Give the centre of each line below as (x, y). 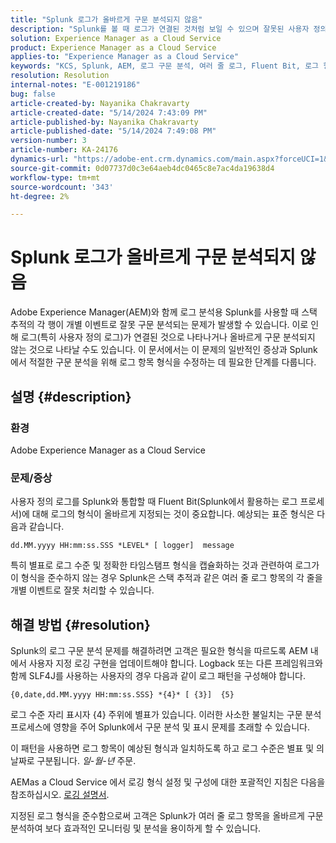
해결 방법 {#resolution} (80, 624)
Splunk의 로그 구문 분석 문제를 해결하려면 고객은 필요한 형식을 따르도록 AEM (159, 650)
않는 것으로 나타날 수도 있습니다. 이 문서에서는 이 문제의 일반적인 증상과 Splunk (164, 350)
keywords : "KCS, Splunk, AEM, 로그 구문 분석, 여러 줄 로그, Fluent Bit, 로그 (165, 66)
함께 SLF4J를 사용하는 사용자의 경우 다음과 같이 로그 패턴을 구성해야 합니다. (158, 675)
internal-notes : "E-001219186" (75, 85)
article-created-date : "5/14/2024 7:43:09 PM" (109, 112)
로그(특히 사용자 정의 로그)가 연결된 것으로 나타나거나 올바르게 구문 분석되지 (168, 337)
